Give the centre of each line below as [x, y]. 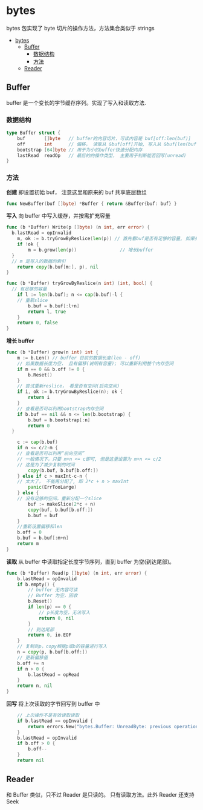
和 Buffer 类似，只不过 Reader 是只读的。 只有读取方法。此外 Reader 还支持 [100, 794]
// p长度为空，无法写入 [64, 612]
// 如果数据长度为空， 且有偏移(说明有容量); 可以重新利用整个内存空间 [95, 363]
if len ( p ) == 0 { [50, 607]
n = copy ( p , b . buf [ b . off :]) [52, 652]
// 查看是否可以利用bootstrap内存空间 [60, 409]
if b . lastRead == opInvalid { [55, 721]
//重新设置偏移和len [40, 527]
